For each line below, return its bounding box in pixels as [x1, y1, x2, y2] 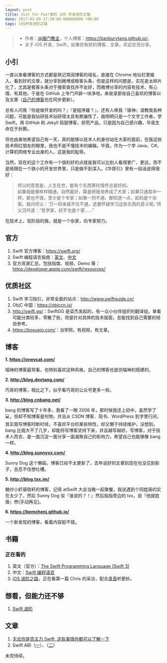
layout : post [5, 7, 32, 12]
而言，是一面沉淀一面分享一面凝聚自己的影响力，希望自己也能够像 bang [13, 433, 161, 439]
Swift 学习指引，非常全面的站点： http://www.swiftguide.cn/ [12, 295, 134, 301]
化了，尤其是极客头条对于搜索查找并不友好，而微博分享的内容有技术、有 [5, 84, 153, 90]
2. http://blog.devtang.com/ [5, 377, 65, 382]
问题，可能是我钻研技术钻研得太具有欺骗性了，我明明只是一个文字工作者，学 [5, 113, 162, 119]
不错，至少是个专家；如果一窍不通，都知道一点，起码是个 [34, 195, 153, 201]
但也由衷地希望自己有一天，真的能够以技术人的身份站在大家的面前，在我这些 [5, 136, 162, 142]
